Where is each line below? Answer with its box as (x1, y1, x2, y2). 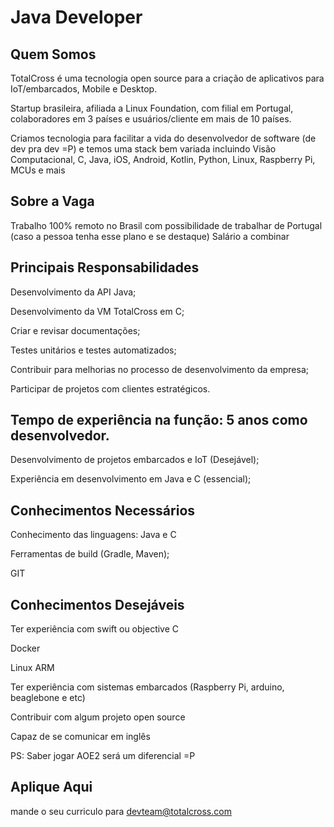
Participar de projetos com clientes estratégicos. (10, 382, 211, 395)
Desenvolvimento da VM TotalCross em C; (10, 305, 185, 317)
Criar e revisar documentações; (10, 324, 141, 336)
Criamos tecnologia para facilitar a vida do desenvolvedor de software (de (10, 132, 317, 144)
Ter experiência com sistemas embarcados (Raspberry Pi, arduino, (10, 681, 285, 693)
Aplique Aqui (10, 779, 93, 796)
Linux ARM (10, 662, 55, 674)
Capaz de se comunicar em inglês (10, 731, 151, 743)
